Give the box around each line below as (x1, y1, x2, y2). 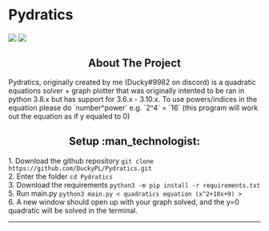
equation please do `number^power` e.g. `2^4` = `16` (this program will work (8, 103, 259, 112)
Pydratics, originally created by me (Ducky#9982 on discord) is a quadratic (8, 77, 256, 87)
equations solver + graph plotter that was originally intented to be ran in (8, 86, 245, 95)
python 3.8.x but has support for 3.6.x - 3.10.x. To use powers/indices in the (8, 94, 258, 103)
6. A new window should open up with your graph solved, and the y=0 (8, 197, 240, 206)
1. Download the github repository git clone (8, 156, 155, 165)
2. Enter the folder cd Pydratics (8, 171, 114, 181)
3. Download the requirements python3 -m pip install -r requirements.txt (8, 180, 261, 189)
